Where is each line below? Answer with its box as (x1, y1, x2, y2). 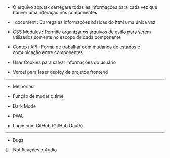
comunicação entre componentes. (12, 49, 84, 56)
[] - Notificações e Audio (5, 147, 57, 153)
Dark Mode (12, 103, 36, 109)
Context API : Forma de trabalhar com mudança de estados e (12, 44, 140, 50)
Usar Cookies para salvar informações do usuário (12, 59, 116, 65)
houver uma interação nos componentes (12, 10, 98, 16)
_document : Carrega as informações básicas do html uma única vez (12, 19, 156, 25)
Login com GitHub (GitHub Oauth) (12, 123, 83, 129)
